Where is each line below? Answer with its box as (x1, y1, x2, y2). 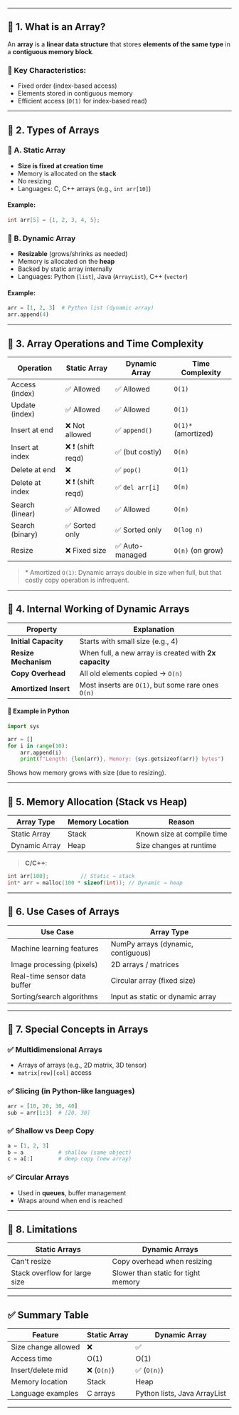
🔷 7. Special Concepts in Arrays (7, 1023, 149, 1036)
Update (11, 400, 36, 410)
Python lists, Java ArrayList (134, 1389, 226, 1399)
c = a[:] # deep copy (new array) (7, 1155, 132, 1163)
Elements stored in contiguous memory (17, 89, 133, 98)
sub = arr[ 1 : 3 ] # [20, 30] (7, 1109, 91, 1116)
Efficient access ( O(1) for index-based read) (17, 97, 147, 106)
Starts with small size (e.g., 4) (79, 636, 179, 646)
